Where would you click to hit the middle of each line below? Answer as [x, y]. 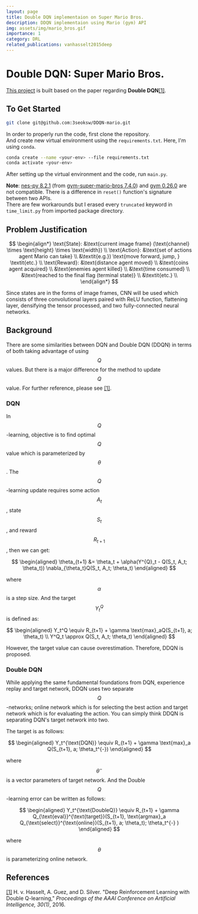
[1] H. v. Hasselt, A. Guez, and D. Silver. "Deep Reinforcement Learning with [98, 891]
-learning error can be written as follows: [56, 798]
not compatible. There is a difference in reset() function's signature [89, 192]
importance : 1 [24, 34]
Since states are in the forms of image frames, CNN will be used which [92, 293]
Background [29, 330]
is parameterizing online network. [47, 859]
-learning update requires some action [53, 490]
